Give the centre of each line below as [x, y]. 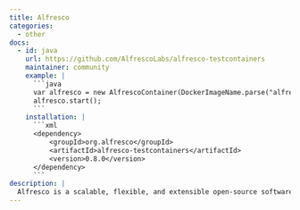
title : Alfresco [39, 17]
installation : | [56, 117]
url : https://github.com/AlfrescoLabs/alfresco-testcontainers [146, 59]
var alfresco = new [69, 92]
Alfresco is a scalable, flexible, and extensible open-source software [155, 192]
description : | [37, 184]
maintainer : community [67, 68]
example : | [46, 76]
